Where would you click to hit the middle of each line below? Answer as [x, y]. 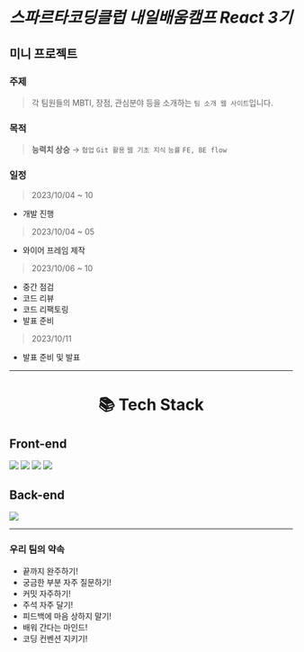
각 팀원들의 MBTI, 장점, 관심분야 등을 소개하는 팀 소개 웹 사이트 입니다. [152, 103]
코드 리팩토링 [45, 310]
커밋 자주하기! [47, 593]
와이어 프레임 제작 [54, 250]
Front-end [38, 444]
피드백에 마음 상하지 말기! [67, 616]
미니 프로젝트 [44, 54]
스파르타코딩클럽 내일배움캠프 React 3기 [151, 18]
